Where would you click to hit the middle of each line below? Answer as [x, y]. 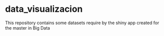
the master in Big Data [28, 28]
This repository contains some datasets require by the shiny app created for [82, 23]
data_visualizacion [44, 9]
